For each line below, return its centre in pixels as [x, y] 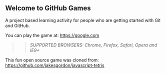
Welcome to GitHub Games [48, 8]
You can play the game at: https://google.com [52, 35]
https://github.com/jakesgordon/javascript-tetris [55, 65]
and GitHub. [17, 25]
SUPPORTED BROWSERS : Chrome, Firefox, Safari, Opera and [93, 45]
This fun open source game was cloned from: [52, 60]
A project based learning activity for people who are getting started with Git [83, 20]
